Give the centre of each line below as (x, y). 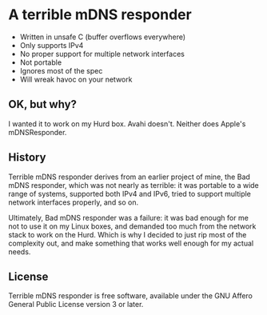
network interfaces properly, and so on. (73, 202)
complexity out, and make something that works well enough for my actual (131, 243)
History (27, 157)
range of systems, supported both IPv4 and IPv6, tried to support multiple (130, 193)
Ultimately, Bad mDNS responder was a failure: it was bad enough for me (129, 217)
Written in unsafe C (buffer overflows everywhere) (103, 37)
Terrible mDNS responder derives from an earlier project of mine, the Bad (129, 177)
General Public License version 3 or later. (76, 305)
